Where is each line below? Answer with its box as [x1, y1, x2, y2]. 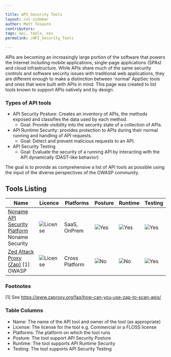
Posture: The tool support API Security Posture [12, 335, 111, 341]
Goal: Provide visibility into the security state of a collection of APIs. [20, 122, 162, 128]
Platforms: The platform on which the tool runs [12, 329, 110, 336]
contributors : [5, 26, 36, 31]
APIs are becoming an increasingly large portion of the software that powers [5, 54, 165, 60]
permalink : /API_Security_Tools [5, 36, 74, 41]
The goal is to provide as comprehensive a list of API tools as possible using [5, 164, 165, 170]
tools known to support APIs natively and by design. [5, 87, 115, 92]
